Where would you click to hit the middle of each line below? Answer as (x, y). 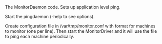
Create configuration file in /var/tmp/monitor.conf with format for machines (80, 26)
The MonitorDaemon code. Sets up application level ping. (63, 7)
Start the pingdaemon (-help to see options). (50, 16)
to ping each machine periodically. (40, 36)
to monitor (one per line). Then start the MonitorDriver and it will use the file (81, 31)
